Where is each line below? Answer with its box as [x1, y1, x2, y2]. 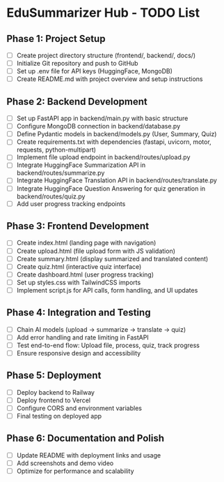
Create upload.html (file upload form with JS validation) [16, 247, 175, 255]
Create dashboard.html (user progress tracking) [16, 270, 154, 279]
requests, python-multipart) [16, 145, 97, 154]
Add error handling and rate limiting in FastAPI [16, 333, 149, 342]
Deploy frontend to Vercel [16, 396, 91, 404]
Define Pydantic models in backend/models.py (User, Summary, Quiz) [16, 130, 217, 138]
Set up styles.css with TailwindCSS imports [16, 278, 141, 286]
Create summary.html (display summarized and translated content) [16, 254, 209, 263]
